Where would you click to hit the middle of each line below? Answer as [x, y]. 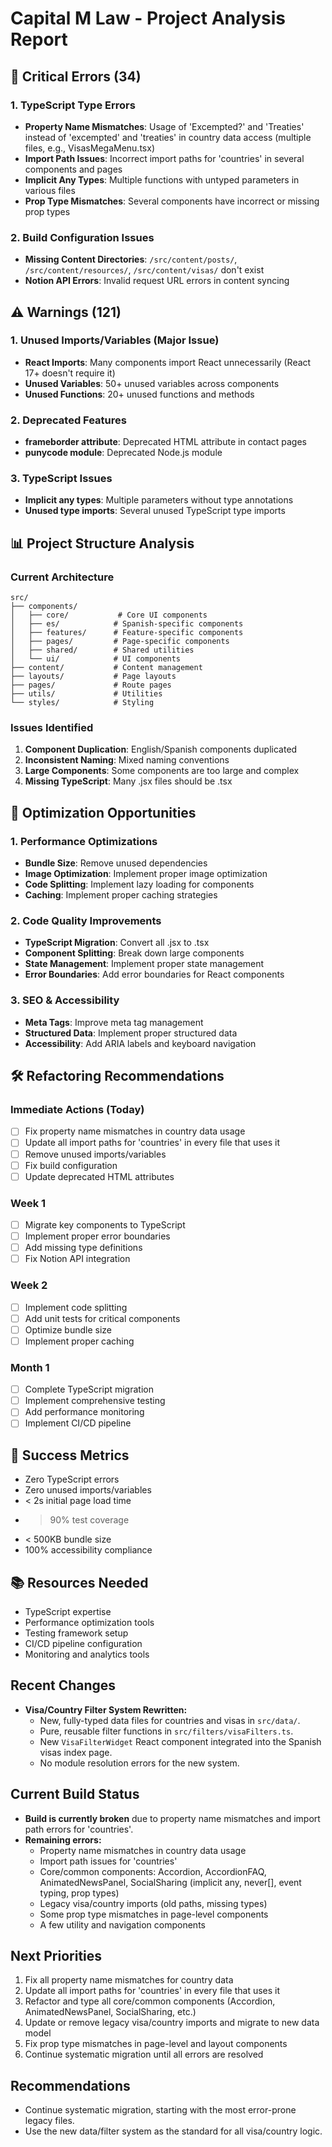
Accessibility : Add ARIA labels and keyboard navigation [140, 1043]
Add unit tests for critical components [102, 1318]
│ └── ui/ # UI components [96, 659]
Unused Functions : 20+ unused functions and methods [139, 394]
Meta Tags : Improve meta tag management [114, 1022]
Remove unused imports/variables [95, 1154]
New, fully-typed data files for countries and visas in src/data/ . [170, 1720]
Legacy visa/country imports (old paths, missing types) [153, 1903]
